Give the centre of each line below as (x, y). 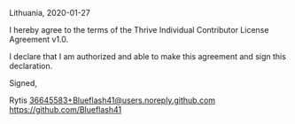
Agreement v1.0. (39, 39)
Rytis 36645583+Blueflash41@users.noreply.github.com (112, 100)
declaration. (31, 66)
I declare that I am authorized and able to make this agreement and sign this (147, 56)
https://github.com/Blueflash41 (66, 109)
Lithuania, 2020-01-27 (50, 13)
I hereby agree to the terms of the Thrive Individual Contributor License (139, 30)
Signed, (23, 83)
